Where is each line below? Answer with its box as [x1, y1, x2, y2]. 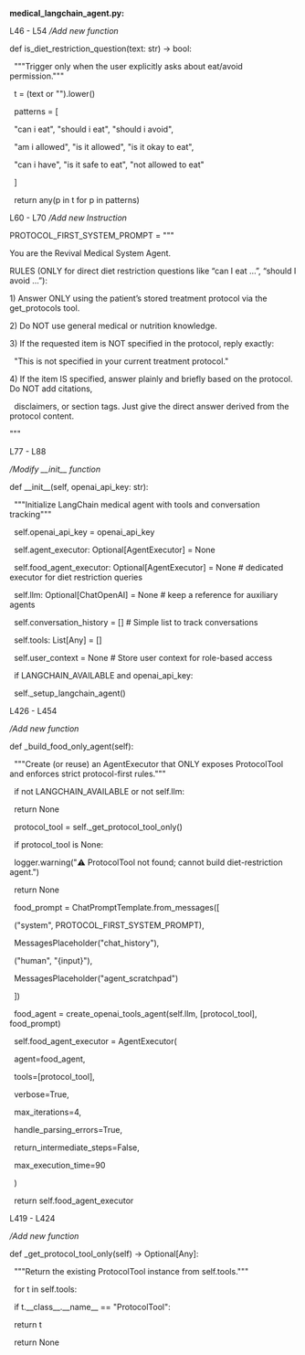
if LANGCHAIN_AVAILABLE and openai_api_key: [13, 670, 194, 680]
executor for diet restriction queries [9, 571, 143, 582]
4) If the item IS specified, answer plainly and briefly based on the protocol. [9, 374, 293, 384]
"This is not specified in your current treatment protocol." [13, 356, 229, 367]
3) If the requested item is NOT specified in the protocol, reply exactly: [9, 338, 275, 348]
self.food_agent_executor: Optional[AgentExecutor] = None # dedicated [13, 562, 284, 572]
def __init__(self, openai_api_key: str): [9, 482, 149, 492]
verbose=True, [13, 1089, 70, 1100]
